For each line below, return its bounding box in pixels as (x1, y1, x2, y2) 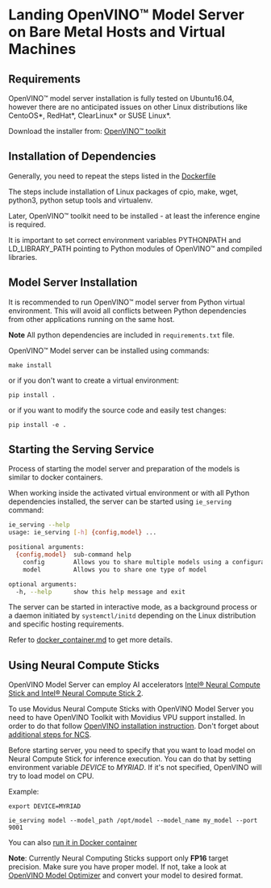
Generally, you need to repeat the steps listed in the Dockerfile (8, 171, 216, 181)
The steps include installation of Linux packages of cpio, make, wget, (8, 186, 239, 196)
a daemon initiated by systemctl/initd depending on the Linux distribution (8, 611, 256, 621)
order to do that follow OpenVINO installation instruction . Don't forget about (8, 721, 260, 731)
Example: (8, 787, 40, 797)
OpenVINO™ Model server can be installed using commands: (8, 346, 210, 355)
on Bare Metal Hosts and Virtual (8, 23, 226, 41)
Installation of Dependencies (8, 149, 156, 163)
